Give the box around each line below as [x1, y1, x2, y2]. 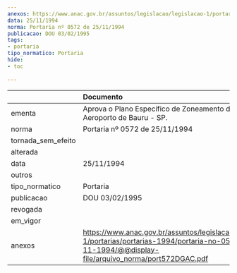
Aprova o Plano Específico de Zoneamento [83, 104, 224, 114]
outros [11, 170, 33, 180]
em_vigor [11, 216, 41, 226]
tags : [7, 37, 23, 44]
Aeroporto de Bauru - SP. [83, 112, 168, 122]
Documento [83, 92, 123, 102]
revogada [11, 204, 42, 214]
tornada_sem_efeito [11, 135, 76, 145]
